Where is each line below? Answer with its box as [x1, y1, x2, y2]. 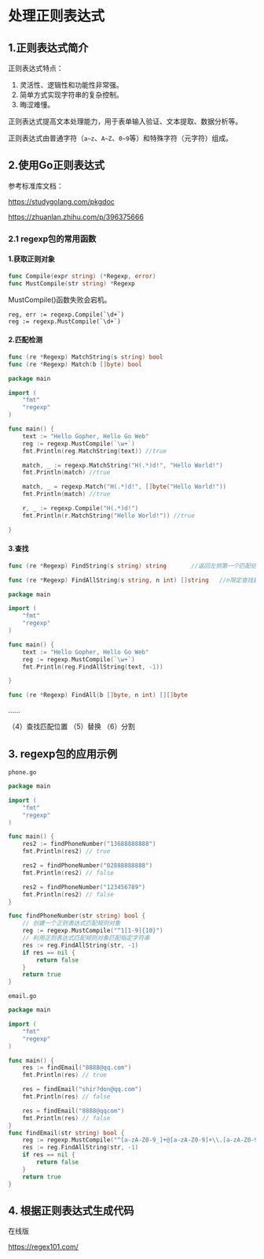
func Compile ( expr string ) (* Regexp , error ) [8, 272, 156, 280]
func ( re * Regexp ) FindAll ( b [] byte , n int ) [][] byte [8, 691, 189, 699]
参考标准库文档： [8, 181, 64, 190]
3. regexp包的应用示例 [8, 747, 118, 761]
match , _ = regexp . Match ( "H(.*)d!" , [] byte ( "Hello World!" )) [22, 482, 227, 491]
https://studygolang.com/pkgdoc [8, 196, 115, 206]
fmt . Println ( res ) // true [22, 1071, 108, 1079]
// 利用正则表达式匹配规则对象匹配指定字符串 [22, 934, 150, 942]
